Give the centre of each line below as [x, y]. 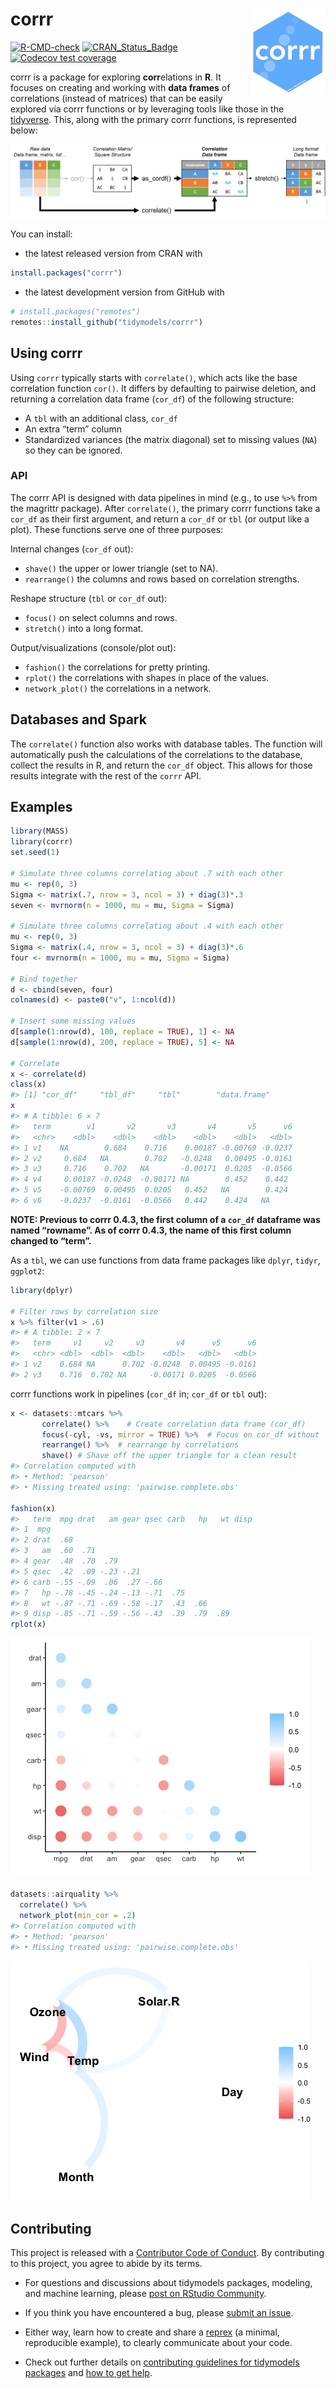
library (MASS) [40, 831]
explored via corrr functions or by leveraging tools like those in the [147, 109]
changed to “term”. [51, 1240]
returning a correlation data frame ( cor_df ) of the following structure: [152, 399]
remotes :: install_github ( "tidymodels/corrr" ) [106, 322]
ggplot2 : [27, 1270]
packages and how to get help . [88, 2373]
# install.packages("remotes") [75, 311]
